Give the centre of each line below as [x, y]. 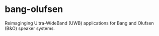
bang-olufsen [34, 9]
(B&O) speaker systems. [30, 28]
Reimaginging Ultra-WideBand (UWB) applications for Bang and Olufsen [79, 23]
